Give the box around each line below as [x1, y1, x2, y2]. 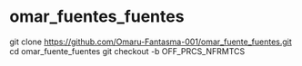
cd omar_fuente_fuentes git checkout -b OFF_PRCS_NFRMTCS [9, 45, 246, 56]
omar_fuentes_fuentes [9, 6, 185, 27]
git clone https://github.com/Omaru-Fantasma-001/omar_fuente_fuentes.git [9, 36, 293, 47]
